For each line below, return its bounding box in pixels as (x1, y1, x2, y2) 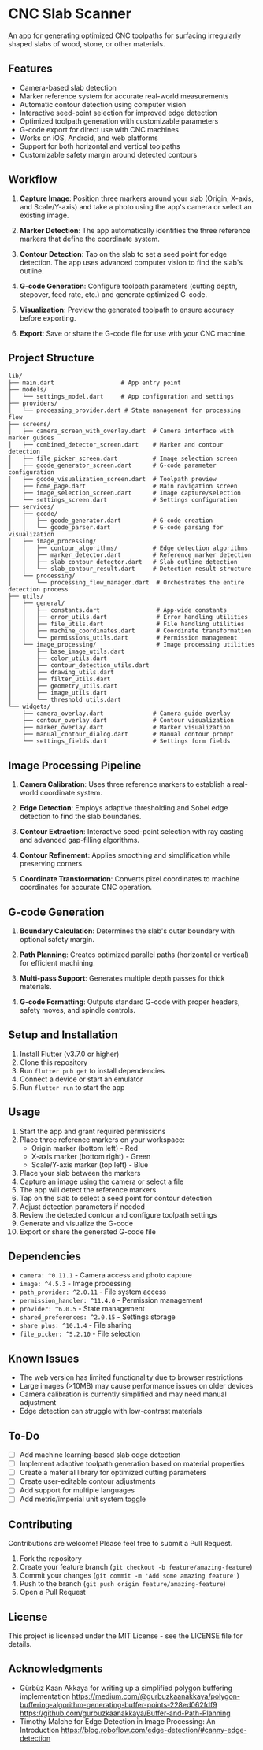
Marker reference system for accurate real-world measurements (19, 91, 229, 101)
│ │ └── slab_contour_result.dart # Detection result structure (8, 565, 252, 573)
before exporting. (19, 313, 76, 323)
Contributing (8, 1518, 72, 1531)
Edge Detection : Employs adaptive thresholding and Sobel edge (19, 803, 228, 813)
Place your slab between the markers (19, 1168, 141, 1177)
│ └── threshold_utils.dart (8, 696, 122, 704)
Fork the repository (19, 1554, 83, 1563)
